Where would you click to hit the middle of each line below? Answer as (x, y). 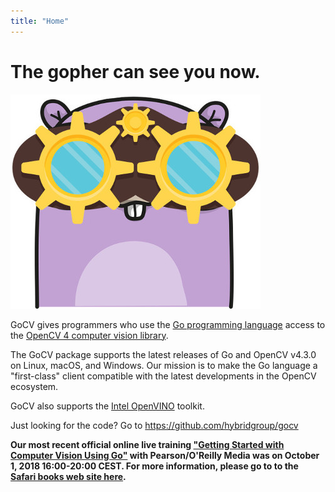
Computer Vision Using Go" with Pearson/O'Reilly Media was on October (165, 455)
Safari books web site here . (68, 476)
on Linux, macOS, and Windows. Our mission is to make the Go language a (164, 365)
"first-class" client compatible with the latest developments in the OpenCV (163, 376)
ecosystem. (34, 386)
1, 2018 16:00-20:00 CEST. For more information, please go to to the (154, 466)
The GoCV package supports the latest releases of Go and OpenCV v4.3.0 (163, 354)
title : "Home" (40, 21)
